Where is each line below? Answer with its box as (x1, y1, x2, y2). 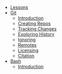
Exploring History (17, 31, 55, 37)
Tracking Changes (17, 26, 57, 32)
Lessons (10, 5, 28, 10)
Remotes (17, 42, 37, 48)
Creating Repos (17, 20, 51, 26)
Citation (17, 53, 35, 59)
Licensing (17, 48, 38, 53)
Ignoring (17, 36, 36, 43)
